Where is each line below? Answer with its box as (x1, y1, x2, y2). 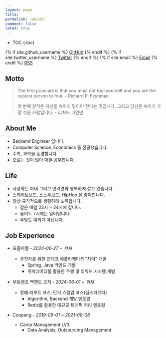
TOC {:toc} (12, 39, 35, 45)
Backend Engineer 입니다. (12, 138, 65, 144)
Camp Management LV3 (19, 322, 70, 328)
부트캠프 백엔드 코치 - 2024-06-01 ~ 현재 (12, 279, 94, 285)
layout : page (5, 7, 32, 12)
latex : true (5, 26, 30, 31)
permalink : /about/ (5, 16, 46, 21)
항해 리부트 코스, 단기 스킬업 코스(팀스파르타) (19, 290, 107, 296)
